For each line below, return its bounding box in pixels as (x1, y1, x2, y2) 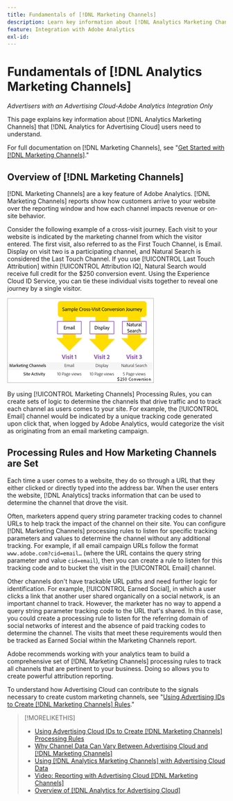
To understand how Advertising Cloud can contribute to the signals (7, 685, 199, 693)
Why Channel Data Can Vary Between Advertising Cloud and (34, 741, 208, 750)
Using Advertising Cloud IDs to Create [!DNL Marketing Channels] (34, 727, 223, 735)
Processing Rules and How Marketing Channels (7, 447, 217, 459)
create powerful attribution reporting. (7, 672, 113, 680)
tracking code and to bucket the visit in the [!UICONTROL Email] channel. (7, 563, 216, 572)
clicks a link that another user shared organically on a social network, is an (7, 592, 221, 600)
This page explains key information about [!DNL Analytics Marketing (7, 115, 202, 124)
